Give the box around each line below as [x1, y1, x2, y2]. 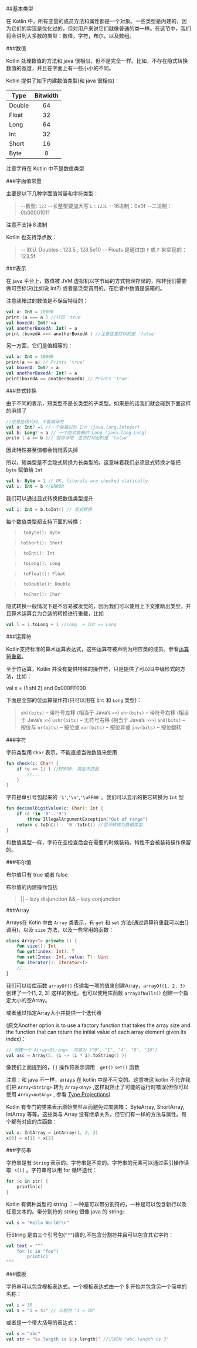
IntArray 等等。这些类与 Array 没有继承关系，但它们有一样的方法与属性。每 [6, 1110, 187, 1118]
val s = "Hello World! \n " [6, 1219, 69, 1226]
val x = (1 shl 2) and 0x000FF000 [6, 684, 86, 691]
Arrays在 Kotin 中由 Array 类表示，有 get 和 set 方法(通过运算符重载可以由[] [6, 919, 189, 926]
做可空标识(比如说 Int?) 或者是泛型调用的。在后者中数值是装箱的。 [6, 285, 165, 292]
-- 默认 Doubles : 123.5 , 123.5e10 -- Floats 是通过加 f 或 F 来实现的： [20, 246, 187, 253]
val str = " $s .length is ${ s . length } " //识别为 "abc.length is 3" [6, 1336, 169, 1342]
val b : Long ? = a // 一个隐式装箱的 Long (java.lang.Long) [6, 430, 148, 436]
